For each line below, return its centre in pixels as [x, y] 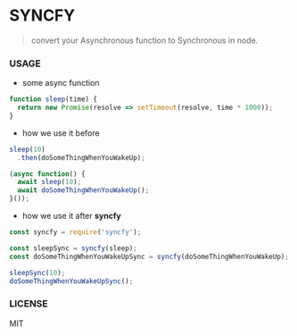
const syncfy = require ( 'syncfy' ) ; [75, 232]
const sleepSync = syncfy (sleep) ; [74, 248]
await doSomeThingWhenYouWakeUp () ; [83, 190]
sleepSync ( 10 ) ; [37, 273]
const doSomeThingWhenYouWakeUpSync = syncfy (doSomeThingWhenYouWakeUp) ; [149, 256]
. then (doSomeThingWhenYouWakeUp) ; [81, 157]
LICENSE [29, 304]
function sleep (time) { [54, 99]
